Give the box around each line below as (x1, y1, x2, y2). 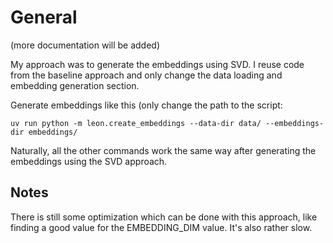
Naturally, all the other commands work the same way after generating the (10, 144, 317, 156)
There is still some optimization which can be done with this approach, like (10, 211, 318, 223)
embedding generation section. (10, 79, 140, 91)
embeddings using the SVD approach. (10, 155, 168, 167)
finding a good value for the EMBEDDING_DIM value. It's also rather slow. (10, 221, 313, 233)
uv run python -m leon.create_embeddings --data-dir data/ (10, 118, 262, 128)
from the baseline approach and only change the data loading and (10, 69, 283, 81)
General (10, 6, 78, 29)
